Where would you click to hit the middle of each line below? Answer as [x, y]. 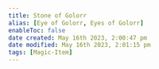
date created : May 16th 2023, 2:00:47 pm [78, 38]
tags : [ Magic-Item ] [41, 52]
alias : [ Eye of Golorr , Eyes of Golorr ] [76, 23]
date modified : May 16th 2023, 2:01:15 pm [79, 45]
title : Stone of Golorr [48, 15]
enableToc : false [37, 30]
